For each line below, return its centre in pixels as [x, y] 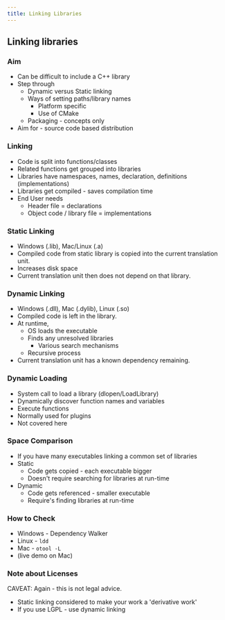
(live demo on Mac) [45, 555]
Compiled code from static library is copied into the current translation [117, 253]
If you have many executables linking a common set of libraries [107, 456]
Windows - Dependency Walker [63, 534]
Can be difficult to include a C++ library [73, 76]
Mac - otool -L [39, 548]
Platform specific [62, 106]
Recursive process [54, 353]
